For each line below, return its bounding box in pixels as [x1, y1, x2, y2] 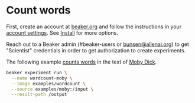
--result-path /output [11, 92, 67, 98]
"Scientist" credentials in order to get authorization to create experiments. [6, 46, 186, 54]
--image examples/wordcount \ [11, 81, 86, 87]
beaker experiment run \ [6, 69, 67, 75]
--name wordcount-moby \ [11, 75, 73, 81]
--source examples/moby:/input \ [11, 86, 94, 92]
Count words [6, 4, 71, 17]
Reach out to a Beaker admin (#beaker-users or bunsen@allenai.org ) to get [6, 41, 189, 48]
